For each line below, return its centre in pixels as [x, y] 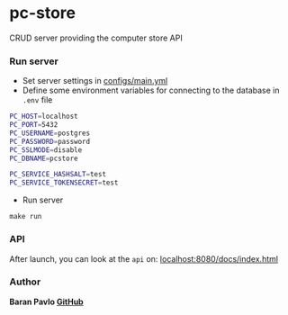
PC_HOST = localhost [44, 117]
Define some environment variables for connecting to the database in [151, 90]
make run [26, 217]
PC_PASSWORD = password [50, 141]
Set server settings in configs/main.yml [95, 81]
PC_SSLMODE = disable [46, 150]
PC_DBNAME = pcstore [44, 158]
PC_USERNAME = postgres [50, 133]
